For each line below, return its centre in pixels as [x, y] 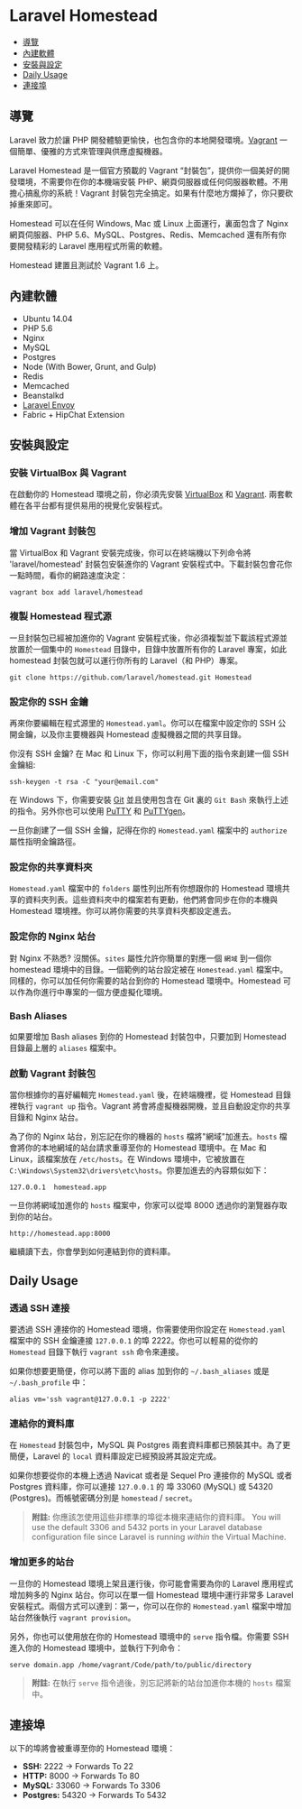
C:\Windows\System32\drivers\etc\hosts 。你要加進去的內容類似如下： [139, 1170]
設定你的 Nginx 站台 [53, 937]
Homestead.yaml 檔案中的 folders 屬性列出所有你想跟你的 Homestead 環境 [146, 889]
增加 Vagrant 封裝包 [53, 531]
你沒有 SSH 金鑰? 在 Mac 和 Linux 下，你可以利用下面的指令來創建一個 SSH [149, 753]
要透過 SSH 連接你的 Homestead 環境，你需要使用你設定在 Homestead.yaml [148, 1329]
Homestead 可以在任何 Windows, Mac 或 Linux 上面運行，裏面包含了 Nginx [149, 223]
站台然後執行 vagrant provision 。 [73, 1617]
